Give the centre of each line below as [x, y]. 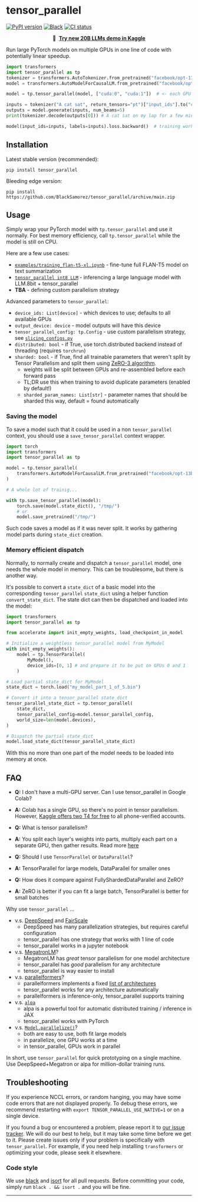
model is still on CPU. [32, 242]
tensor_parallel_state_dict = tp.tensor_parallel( [70, 703]
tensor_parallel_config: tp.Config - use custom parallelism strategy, [100, 332]
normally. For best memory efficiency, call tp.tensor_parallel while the [93, 236]
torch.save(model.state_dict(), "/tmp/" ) [68, 506]
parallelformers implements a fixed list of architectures [90, 984]
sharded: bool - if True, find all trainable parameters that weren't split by [103, 357]
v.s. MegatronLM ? [37, 952]
